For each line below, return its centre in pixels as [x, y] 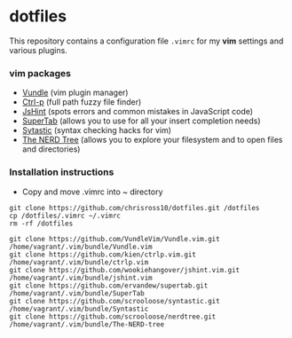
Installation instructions [62, 172]
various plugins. [39, 50]
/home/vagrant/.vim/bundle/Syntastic [79, 309]
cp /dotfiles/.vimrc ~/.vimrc [65, 216]
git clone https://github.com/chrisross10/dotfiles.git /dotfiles [134, 208]
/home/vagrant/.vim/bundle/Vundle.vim [81, 247]
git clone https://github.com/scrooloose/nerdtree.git [113, 317]
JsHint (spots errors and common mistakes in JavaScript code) [138, 112]
